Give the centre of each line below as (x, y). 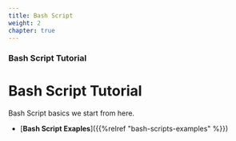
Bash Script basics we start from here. (71, 113)
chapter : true (32, 30)
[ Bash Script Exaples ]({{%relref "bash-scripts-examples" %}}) (124, 129)
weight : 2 (25, 23)
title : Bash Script (41, 16)
